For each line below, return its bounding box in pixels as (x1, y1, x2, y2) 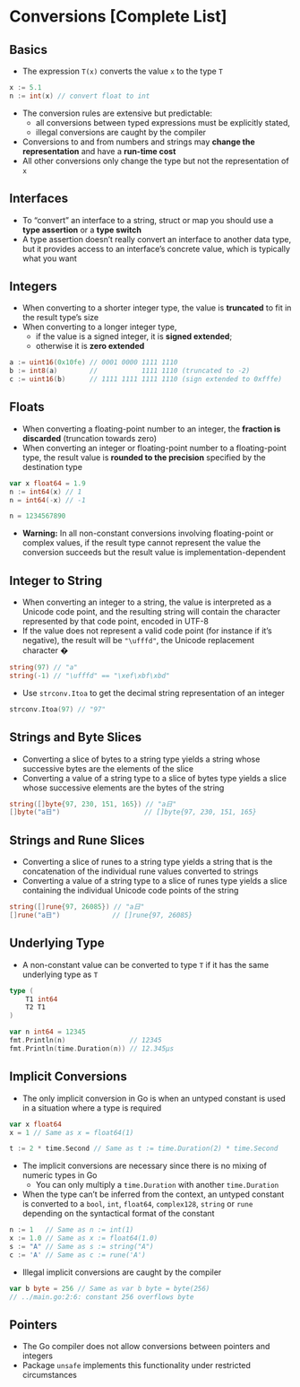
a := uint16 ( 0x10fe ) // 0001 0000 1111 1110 (9, 358, 178, 367)
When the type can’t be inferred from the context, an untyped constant (21, 1189, 285, 1199)
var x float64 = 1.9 (9, 478, 87, 488)
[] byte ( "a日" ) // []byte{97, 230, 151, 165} (9, 807, 257, 817)
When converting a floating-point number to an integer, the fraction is (21, 423, 281, 434)
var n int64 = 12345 (9, 1027, 87, 1037)
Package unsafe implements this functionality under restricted (21, 1360, 251, 1371)
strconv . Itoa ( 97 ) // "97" (9, 704, 106, 714)
